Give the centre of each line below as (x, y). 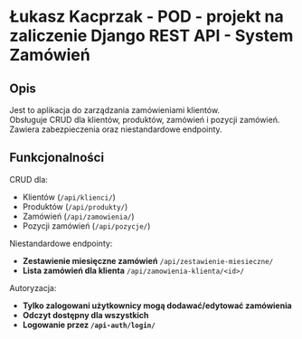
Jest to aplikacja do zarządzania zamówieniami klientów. (114, 110)
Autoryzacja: (33, 287)
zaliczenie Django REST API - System (151, 36)
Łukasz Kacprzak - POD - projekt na (146, 17)
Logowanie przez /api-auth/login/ (89, 325)
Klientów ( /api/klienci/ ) (69, 197)
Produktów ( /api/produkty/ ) (75, 206)
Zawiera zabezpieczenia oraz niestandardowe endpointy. (116, 129)
